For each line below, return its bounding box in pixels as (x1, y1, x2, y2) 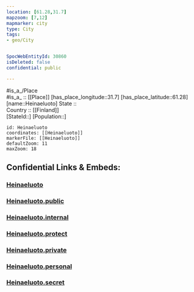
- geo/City (6, 37, 34, 43)
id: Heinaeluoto (6, 124, 48, 131)
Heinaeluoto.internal (6, 213, 69, 221)
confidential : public (6, 64, 62, 71)
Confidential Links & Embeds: (6, 162, 121, 173)
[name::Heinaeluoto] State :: (6, 100, 77, 107)
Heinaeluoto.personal (6, 262, 72, 271)
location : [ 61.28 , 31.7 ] (6, 9, 67, 15)
